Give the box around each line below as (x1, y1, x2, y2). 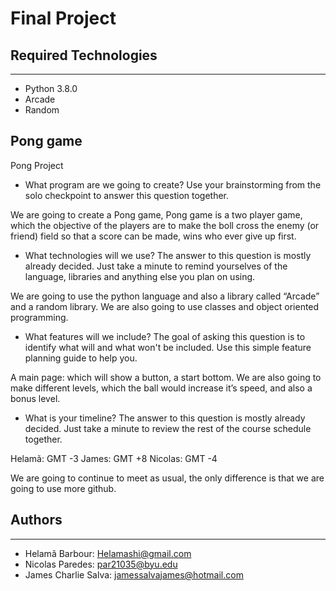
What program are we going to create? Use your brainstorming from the (24, 178, 322, 191)
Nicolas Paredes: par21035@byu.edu (24, 558, 178, 570)
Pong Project (10, 159, 64, 171)
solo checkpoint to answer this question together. (24, 189, 230, 201)
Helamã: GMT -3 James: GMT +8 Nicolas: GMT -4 (10, 452, 218, 464)
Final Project (10, 7, 117, 30)
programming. (10, 311, 69, 323)
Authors (10, 512, 63, 529)
